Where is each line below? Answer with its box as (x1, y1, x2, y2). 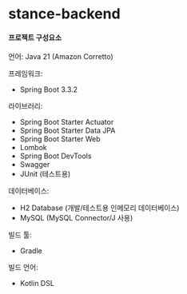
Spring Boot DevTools (19, 151, 92, 161)
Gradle (19, 246, 42, 256)
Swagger (19, 160, 50, 169)
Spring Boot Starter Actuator (19, 117, 114, 127)
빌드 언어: (8, 263, 38, 272)
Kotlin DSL (19, 279, 54, 288)
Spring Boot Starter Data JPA (19, 125, 116, 136)
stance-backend (8, 5, 121, 23)
